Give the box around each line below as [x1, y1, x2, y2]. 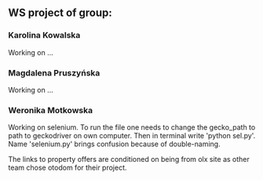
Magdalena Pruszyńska [8, 67, 100, 78]
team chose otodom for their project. [8, 163, 127, 172]
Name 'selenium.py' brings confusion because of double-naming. [8, 139, 221, 149]
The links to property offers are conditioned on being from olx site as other [8, 155, 250, 164]
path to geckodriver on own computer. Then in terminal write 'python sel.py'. [8, 131, 256, 141]
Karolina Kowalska [8, 30, 81, 41]
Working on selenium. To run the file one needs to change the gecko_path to [8, 123, 256, 132]
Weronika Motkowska [8, 105, 93, 116]
